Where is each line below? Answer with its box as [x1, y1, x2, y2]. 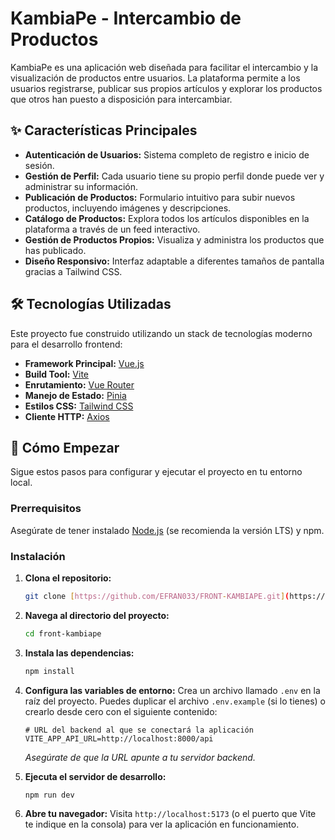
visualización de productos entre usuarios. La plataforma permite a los [10, 72, 301, 84]
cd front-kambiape [24, 628, 102, 639]
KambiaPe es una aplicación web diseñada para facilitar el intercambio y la [10, 61, 319, 73]
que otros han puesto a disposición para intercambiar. [10, 93, 233, 105]
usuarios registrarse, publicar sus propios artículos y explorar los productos [10, 82, 323, 94]
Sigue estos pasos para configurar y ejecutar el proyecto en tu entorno [10, 466, 303, 478]
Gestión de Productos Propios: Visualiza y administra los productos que [24, 233, 325, 246]
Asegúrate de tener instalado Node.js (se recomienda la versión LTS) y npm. [10, 524, 325, 536]
